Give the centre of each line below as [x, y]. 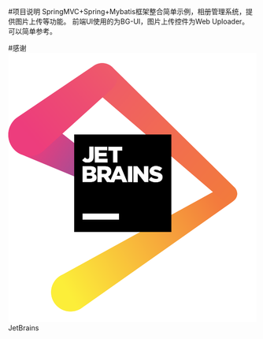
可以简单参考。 [32, 31]
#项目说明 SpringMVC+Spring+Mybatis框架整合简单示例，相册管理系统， [127, 11]
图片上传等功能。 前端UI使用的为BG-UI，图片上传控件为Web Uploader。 [132, 21]
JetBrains [24, 328]
